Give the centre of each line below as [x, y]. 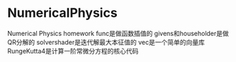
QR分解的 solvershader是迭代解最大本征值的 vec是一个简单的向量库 [106, 42]
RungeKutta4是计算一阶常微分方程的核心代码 [73, 51]
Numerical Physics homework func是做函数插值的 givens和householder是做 [118, 33]
